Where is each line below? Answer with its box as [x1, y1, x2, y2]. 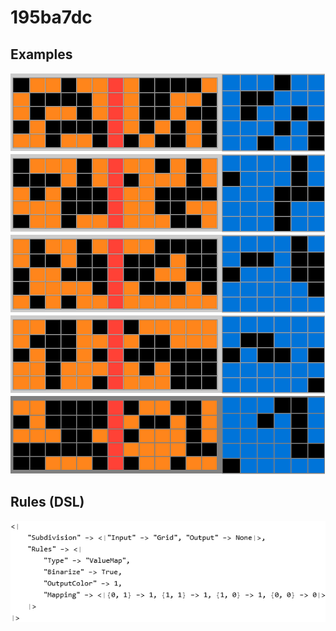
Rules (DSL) [10, 494, 85, 511]
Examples [10, 46, 73, 63]
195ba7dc [10, 6, 93, 29]
